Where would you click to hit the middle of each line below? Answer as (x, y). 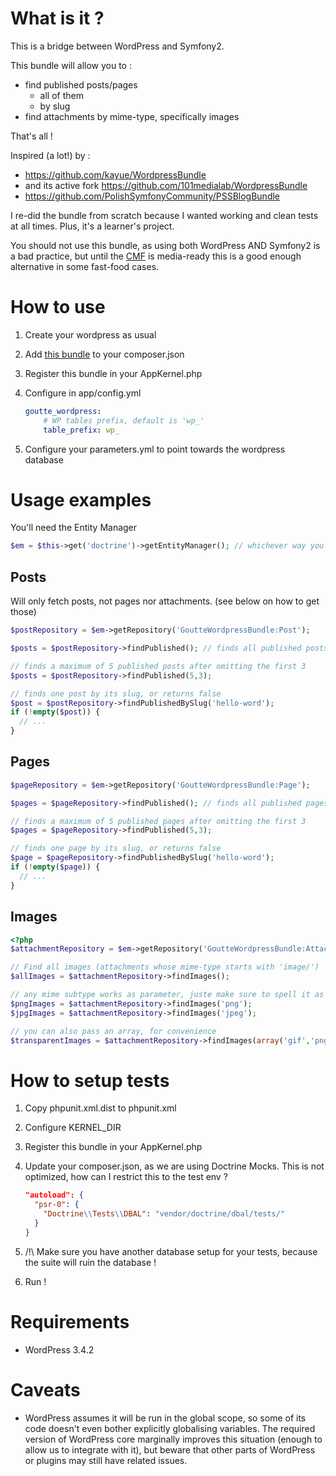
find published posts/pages (81, 84)
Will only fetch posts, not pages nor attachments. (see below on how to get (165, 601)
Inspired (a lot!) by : (50, 155)
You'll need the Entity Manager (74, 528)
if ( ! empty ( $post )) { (55, 712)
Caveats (45, 1389)
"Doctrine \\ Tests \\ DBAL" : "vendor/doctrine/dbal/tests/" (164, 1214)
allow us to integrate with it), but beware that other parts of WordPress (170, 1449)
